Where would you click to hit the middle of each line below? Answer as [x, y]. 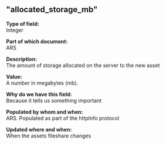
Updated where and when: [39, 129]
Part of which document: [37, 41]
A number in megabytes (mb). [42, 83]
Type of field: [23, 23]
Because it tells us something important [54, 100]
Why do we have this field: [39, 94]
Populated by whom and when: [45, 112]
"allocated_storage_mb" [52, 10]
